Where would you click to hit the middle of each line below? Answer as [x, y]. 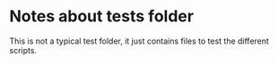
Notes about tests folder [102, 16]
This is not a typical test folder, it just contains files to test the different [139, 41]
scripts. [23, 50]
